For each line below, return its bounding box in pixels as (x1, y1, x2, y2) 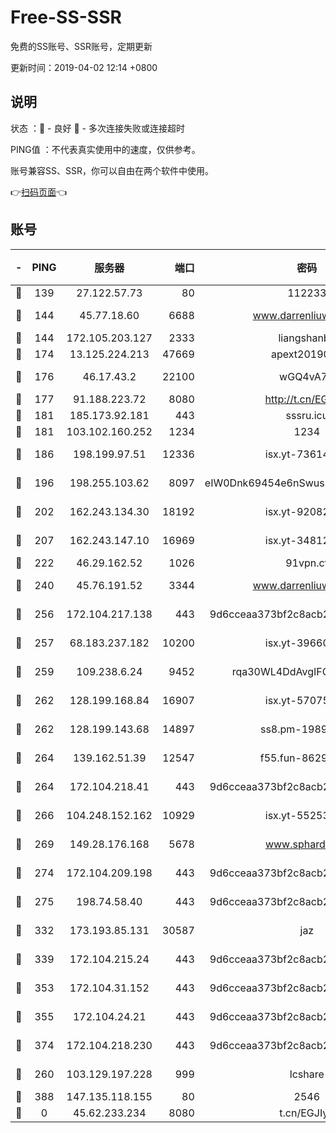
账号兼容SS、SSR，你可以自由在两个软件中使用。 (10, 164, 214, 176)
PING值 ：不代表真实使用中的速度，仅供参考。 (10, 143, 201, 155)
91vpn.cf (285, 556, 329, 570)
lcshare (289, 1067, 325, 1081)
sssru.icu (285, 408, 329, 422)
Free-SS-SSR (10, 6, 122, 29)
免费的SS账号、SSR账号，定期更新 (10, 40, 153, 52)
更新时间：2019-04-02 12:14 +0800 (10, 61, 158, 73)
